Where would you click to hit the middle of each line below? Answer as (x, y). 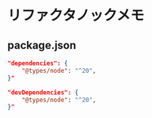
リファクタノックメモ (76, 15)
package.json (42, 45)
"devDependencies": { (43, 92)
